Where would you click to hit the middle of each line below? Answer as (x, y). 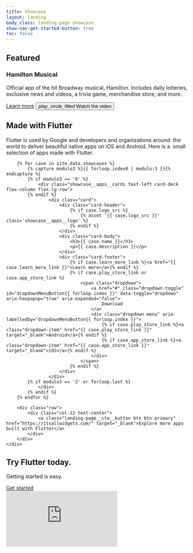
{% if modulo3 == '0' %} (58, 179)
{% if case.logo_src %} (99, 210)
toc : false (20, 34)
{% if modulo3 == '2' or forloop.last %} (79, 382)
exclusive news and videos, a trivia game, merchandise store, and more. (94, 94)
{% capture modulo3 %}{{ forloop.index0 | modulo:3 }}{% (99, 169)
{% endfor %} (33, 397)
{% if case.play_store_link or (108, 273)
